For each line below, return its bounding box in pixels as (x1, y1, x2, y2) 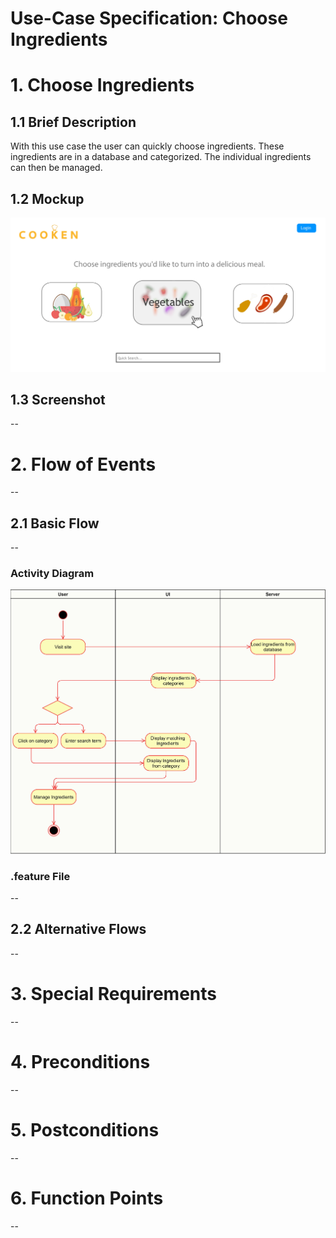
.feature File (10, 869, 71, 883)
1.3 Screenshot (10, 391, 106, 408)
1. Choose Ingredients (10, 74, 195, 97)
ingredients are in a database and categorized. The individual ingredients (10, 151, 312, 163)
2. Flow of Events (10, 453, 157, 476)
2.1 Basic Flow (10, 515, 100, 532)
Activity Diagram (10, 567, 95, 581)
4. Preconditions (10, 1050, 151, 1073)
